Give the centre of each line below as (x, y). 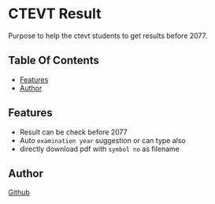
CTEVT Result (55, 14)
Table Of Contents (54, 60)
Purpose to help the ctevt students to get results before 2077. (107, 36)
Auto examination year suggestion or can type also (103, 140)
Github (19, 193)
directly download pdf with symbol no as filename (99, 149)
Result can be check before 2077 (73, 132)
